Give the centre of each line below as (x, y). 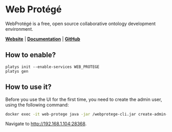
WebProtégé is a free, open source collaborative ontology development (81, 24)
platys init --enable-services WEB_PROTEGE (52, 67)
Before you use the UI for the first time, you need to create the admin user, (84, 99)
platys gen (17, 71)
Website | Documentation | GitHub (43, 39)
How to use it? (28, 87)
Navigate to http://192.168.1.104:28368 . (46, 124)
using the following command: (37, 105)
